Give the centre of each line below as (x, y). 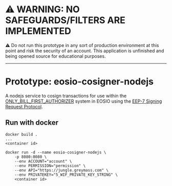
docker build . (21, 134)
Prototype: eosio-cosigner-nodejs (80, 82)
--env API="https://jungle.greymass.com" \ (62, 170)
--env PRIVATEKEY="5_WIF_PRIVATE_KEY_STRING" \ (66, 175)
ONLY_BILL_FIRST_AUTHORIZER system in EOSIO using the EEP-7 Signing (84, 101)
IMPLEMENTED (38, 31)
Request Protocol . (24, 106)
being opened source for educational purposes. (56, 56)
